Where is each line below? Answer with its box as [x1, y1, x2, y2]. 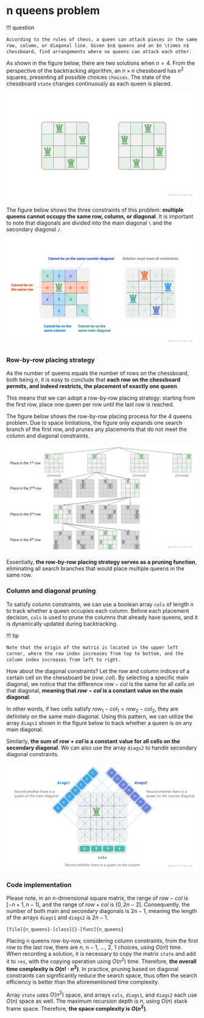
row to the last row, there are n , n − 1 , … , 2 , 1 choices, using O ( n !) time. [6, 944, 183, 951]
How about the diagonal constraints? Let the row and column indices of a [6, 667, 190, 674]
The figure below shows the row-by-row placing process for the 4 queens [6, 413, 192, 420]
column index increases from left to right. [6, 657, 121, 663]
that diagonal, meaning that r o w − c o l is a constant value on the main [6, 687, 183, 694]
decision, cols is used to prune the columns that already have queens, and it [6, 613, 198, 621]
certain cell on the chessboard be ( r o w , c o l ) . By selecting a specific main [6, 674, 189, 681]
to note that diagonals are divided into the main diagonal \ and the [6, 219, 172, 226]
